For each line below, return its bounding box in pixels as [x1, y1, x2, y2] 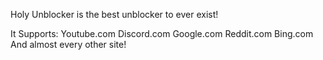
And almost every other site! [10, 39, 127, 50]
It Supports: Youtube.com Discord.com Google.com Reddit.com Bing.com [10, 28, 314, 39]
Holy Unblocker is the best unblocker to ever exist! [10, 9, 219, 20]
